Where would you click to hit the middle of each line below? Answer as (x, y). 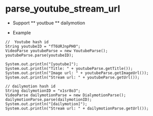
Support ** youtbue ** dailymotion (49, 23)
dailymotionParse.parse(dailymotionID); (49, 99)
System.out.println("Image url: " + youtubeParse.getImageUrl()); (77, 73)
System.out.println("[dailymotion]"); (46, 104)
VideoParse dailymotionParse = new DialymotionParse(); (66, 95)
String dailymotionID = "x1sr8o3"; (43, 91)
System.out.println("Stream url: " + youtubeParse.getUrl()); (72, 77)
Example (22, 32)
